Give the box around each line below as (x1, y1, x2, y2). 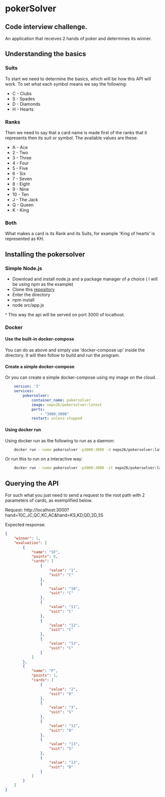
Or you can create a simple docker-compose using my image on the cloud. (5, 374, 156, 380)
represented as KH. (5, 236, 44, 242)
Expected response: (5, 522, 46, 528)
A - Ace (12, 144, 28, 150)
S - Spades (12, 95, 35, 101)
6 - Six (12, 170, 26, 176)
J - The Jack (12, 196, 38, 202)
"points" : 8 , (31, 554, 58, 559)
